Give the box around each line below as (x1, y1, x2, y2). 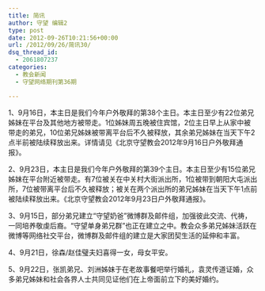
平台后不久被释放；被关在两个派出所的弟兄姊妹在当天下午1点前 (53, 184, 258, 193)
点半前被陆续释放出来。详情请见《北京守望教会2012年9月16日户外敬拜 (8, 137, 237, 147)
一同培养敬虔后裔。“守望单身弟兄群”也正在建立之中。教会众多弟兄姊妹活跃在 (8, 220, 257, 230)
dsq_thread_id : (8, 48, 59, 56)
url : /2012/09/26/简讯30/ (8, 41, 91, 49)
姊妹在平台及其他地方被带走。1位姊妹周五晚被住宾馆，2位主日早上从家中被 (8, 117, 252, 127)
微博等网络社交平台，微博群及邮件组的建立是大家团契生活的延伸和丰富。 (8, 231, 244, 240)
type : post (8, 26, 44, 34)
